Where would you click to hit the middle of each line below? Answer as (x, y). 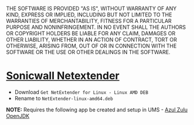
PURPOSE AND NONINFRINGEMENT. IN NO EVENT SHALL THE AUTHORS (96, 27)
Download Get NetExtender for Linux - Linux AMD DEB (81, 92)
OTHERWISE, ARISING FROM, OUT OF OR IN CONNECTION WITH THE (91, 46)
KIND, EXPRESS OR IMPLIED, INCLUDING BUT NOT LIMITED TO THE (89, 15)
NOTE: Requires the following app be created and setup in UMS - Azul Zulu (97, 109)
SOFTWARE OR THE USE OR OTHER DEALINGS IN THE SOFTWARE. (88, 52)
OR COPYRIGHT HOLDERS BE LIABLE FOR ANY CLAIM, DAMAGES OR (91, 33)
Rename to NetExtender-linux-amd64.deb (64, 98)
